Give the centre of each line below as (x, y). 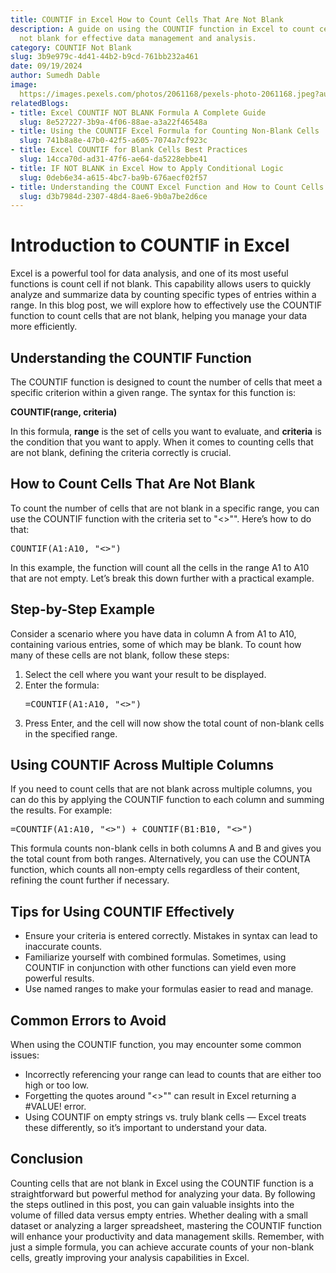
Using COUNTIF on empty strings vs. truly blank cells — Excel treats (165, 1117)
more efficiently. (44, 327)
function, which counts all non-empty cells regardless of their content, (155, 870)
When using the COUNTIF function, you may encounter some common (156, 1045)
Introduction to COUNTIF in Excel (150, 245)
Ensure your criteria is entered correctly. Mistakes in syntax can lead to (171, 936)
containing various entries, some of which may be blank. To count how (156, 644)
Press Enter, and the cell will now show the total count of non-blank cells (174, 723)
